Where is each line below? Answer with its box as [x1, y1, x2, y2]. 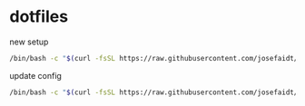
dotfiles [9, 6, 69, 27]
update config [9, 70, 62, 81]
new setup [9, 36, 49, 47]
